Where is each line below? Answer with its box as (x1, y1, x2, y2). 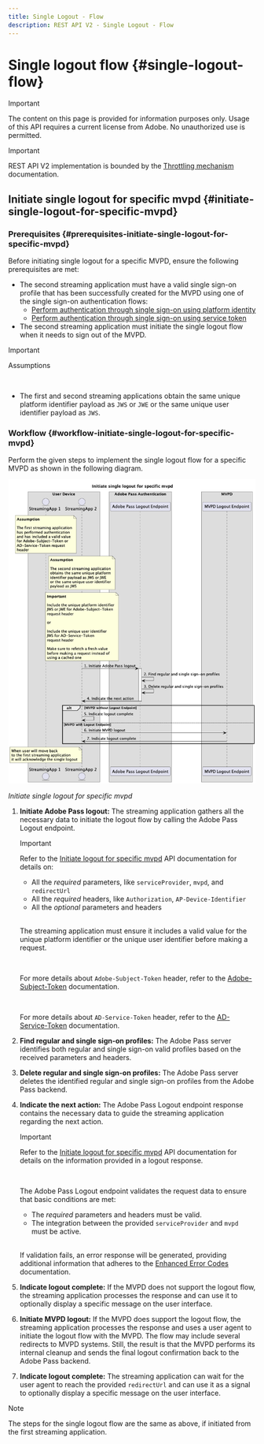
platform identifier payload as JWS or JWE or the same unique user (19, 400, 229, 409)
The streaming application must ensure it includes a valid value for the (19, 926, 247, 936)
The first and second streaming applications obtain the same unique (19, 391, 241, 401)
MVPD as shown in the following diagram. (8, 463, 144, 473)
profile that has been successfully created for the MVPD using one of (19, 288, 244, 298)
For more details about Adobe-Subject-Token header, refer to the (19, 973, 226, 983)
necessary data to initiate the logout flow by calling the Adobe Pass (19, 815, 238, 824)
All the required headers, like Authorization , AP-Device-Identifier (31, 895, 247, 904)
